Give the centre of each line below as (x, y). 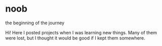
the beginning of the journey (35, 23)
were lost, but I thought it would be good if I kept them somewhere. (75, 38)
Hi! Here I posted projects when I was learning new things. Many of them (81, 32)
